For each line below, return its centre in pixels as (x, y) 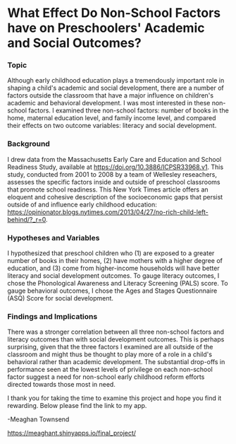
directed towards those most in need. (62, 385)
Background (29, 144)
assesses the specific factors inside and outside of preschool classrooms (114, 182)
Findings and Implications (52, 316)
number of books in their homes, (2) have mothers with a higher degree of (115, 261)
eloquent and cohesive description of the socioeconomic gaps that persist (115, 197)
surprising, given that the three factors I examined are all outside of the (110, 347)
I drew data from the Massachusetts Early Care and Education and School (114, 159)
